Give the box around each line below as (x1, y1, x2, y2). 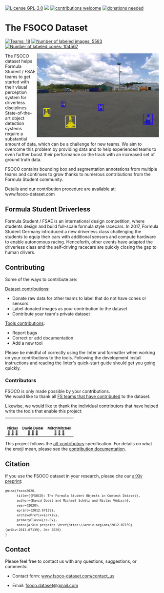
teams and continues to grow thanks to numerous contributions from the (5, 171, 151, 177)
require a (5, 131, 23, 137)
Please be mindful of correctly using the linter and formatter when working (5, 349, 155, 356)
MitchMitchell (47, 426, 72, 431)
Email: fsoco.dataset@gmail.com (12, 582, 78, 588)
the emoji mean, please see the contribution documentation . (5, 446, 126, 452)
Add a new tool (12, 340, 43, 346)
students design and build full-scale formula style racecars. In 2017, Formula (5, 223, 159, 229)
